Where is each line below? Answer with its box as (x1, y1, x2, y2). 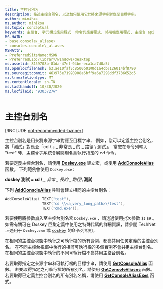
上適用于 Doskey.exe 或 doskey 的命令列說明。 (5, 227, 97, 233)
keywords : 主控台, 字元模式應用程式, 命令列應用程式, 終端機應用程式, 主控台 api (5, 30, 155, 35)
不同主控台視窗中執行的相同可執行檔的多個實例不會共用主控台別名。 (18, 244, 156, 250)
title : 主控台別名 (5, 7, 39, 12)
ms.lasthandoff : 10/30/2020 (5, 84, 62, 89)
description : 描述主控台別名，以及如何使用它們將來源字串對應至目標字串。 (5, 12, 139, 17)
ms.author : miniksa (5, 20, 45, 26)
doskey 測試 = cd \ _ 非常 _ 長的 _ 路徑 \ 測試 (5, 176, 92, 183)
